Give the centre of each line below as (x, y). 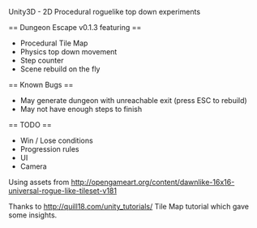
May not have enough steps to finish (81, 109)
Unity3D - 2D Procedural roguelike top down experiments (105, 12)
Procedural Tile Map (54, 43)
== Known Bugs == (41, 85)
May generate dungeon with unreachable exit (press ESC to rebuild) (133, 100)
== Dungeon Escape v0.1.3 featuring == (75, 27)
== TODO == (30, 125)
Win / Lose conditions (56, 140)
